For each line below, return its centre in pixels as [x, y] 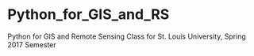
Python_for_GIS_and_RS [89, 15]
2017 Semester [32, 44]
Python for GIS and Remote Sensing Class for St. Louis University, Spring [127, 36]
